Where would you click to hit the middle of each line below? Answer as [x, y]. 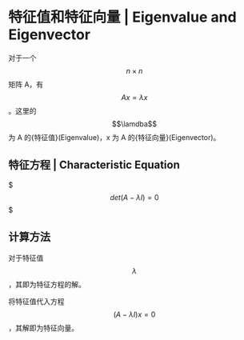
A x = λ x [134, 97]
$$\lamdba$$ [134, 124]
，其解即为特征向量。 [43, 328]
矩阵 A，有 [26, 84]
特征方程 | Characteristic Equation [94, 165]
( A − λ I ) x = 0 [134, 314]
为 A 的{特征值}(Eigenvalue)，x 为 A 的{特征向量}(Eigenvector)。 [114, 137]
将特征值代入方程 [36, 301]
